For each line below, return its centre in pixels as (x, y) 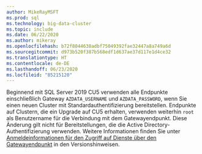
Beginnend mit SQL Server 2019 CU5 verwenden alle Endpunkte (87, 92)
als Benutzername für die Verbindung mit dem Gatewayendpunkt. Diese (97, 118)
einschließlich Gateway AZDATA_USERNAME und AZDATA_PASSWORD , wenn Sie (97, 99)
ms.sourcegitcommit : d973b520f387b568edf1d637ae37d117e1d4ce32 (89, 52)
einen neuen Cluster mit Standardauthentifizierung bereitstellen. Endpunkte (101, 106)
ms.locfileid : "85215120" (39, 75)
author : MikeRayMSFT (33, 12)
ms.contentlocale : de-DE (38, 63)
